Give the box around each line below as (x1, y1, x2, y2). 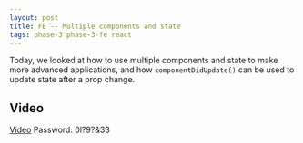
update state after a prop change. (9, 74, 136, 85)
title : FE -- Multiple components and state (9, 22, 181, 31)
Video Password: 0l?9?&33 (9, 124, 111, 136)
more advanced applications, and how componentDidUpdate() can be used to (9, 64, 295, 75)
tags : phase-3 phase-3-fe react (9, 30, 132, 39)
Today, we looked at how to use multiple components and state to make (9, 55, 278, 66)
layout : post (9, 13, 59, 23)
